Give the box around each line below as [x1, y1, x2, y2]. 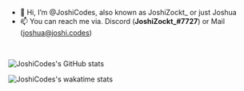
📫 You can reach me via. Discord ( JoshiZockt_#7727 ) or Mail [19, 17, 226, 26]
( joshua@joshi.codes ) [19, 28, 92, 38]
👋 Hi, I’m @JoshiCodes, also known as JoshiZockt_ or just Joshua [19, 8, 238, 17]
